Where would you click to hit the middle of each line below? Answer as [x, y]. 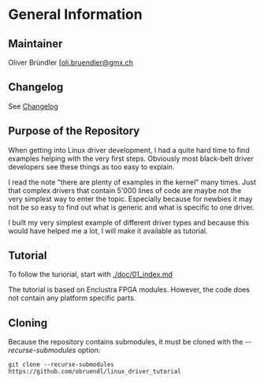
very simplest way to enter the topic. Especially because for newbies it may [130, 199]
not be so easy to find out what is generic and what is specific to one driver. [131, 207]
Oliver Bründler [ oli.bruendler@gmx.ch [71, 62]
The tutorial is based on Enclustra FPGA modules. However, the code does [129, 290]
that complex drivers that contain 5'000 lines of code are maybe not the [125, 190]
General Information [76, 15]
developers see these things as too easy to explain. [91, 166]
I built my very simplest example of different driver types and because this [129, 222]
